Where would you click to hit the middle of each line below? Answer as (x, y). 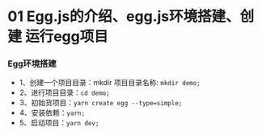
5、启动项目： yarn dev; (59, 123)
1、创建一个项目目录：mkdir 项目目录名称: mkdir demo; (110, 83)
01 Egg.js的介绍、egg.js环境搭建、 (124, 16)
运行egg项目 (66, 37)
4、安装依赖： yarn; (52, 112)
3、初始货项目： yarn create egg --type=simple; (101, 103)
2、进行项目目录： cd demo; (64, 92)
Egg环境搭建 (32, 63)
